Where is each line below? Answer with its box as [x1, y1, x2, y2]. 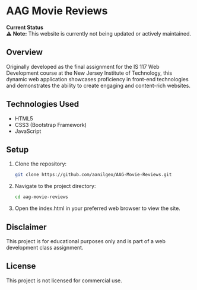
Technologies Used [6, 99, 79, 109]
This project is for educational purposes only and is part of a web [6, 237, 166, 244]
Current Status [6, 24, 43, 31]
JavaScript [14, 128, 42, 135]
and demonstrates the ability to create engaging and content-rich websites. [6, 82, 191, 89]
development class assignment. [6, 244, 84, 251]
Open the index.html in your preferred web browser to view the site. [14, 205, 181, 212]
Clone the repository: [14, 160, 67, 167]
